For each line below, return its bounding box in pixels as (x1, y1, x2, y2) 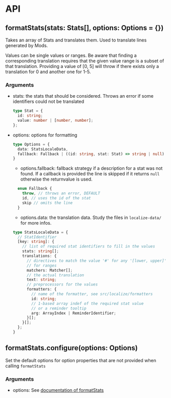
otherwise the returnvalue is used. (20, 176, 93, 182)
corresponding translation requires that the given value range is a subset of (5, 58, 164, 64)
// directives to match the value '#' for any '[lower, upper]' (26, 258, 167, 263)
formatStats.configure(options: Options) (5, 344, 138, 352)
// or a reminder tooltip (31, 305, 87, 311)
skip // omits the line (22, 200, 73, 205)
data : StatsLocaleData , (17, 146, 68, 151)
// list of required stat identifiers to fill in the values (22, 244, 155, 249)
